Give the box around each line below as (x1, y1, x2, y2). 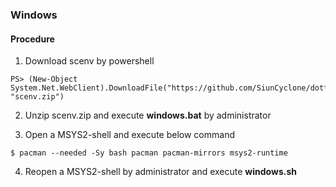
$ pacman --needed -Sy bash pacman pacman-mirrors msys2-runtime (10, 148, 288, 158)
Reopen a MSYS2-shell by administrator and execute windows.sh (24, 166, 297, 178)
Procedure (10, 33, 55, 45)
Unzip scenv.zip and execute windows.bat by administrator (24, 109, 272, 122)
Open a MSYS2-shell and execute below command (24, 129, 235, 141)
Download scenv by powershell (24, 55, 155, 67)
